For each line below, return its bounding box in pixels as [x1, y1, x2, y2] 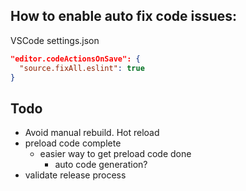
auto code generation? [54, 159, 148, 171]
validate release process [24, 169, 127, 181]
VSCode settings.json [10, 34, 100, 46]
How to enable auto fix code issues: [10, 8, 238, 25]
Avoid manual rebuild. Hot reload [24, 127, 160, 139]
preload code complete [24, 137, 122, 149]
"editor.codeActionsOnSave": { [10, 54, 141, 64]
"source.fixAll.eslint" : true [19, 63, 145, 73]
